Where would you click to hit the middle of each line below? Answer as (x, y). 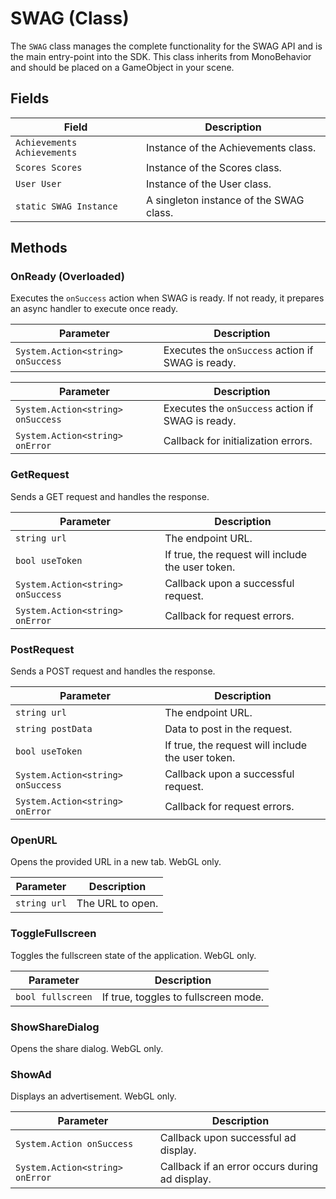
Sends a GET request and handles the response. (110, 496)
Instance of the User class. (209, 184)
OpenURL (34, 840)
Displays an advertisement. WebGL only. (93, 1096)
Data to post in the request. (228, 729)
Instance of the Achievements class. (231, 147)
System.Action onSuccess (74, 1144)
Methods (39, 248)
